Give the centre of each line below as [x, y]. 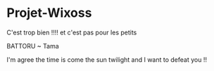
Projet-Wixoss [49, 13]
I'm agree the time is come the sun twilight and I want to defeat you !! [107, 59]
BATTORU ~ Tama [33, 46]
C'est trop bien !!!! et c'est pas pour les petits [72, 32]
